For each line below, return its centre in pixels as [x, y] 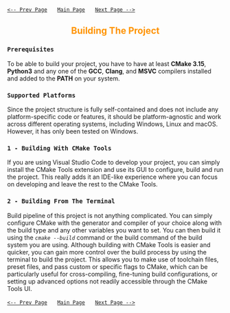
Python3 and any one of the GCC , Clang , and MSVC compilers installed [109, 71]
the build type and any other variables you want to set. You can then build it [114, 230]
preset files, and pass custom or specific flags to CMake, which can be [107, 266]
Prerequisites [31, 50]
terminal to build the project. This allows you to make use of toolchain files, [113, 259]
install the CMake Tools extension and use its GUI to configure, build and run [115, 170]
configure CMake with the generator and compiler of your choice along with [114, 223]
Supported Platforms [42, 95]
